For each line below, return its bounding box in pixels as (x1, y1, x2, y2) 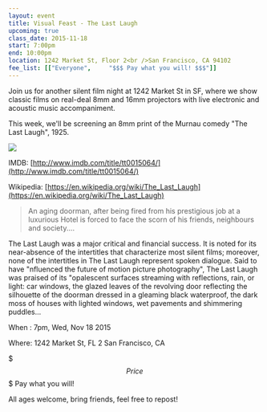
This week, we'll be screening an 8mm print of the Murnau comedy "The (8, 118, 249, 128)
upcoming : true (8, 27, 59, 35)
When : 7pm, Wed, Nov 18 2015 (8, 322, 111, 332)
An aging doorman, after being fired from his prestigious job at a (27, 206, 241, 215)
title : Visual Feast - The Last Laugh (8, 19, 138, 27)
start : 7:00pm (8, 42, 56, 50)
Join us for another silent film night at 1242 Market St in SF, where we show (8, 86, 258, 96)
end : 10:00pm (8, 49, 52, 57)
